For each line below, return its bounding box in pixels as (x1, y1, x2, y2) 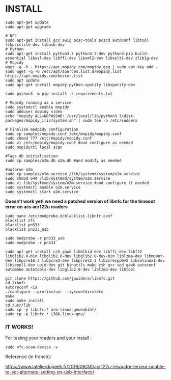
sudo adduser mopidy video (5, 109, 63, 114)
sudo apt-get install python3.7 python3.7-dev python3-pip (5, 51, 133, 56)
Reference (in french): (5, 354, 52, 360)
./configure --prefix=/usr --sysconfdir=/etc (5, 289, 103, 294)
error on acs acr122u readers (5, 203, 68, 209)
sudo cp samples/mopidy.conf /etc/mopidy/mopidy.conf (5, 131, 122, 137)
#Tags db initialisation (5, 153, 58, 158)
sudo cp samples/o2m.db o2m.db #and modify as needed (5, 158, 122, 163)
